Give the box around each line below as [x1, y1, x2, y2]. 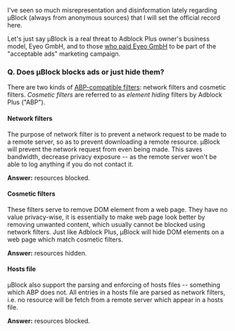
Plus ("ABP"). [7, 98, 46, 106]
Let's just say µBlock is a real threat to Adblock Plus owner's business [7, 35, 210, 43]
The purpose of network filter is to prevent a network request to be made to [7, 130, 227, 138]
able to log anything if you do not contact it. [7, 160, 134, 168]
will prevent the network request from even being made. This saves [7, 144, 203, 154]
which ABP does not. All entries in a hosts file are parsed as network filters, [7, 288, 226, 296]
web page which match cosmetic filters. [7, 235, 123, 244]
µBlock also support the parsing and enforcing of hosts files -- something [7, 280, 220, 289]
